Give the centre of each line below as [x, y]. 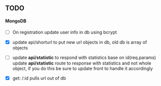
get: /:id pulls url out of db [39, 78]
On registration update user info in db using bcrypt [64, 32]
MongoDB [16, 21]
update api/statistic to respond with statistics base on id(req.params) [84, 57]
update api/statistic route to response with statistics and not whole [82, 63]
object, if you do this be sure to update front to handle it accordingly [83, 68]
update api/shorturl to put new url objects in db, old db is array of [80, 42]
